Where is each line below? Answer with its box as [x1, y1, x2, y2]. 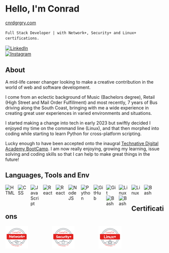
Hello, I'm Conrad [5, 3, 80, 15]
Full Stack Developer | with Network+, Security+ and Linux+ [5, 30, 137, 35]
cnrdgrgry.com [5, 20, 36, 26]
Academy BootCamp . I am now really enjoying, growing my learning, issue [5, 146, 160, 152]
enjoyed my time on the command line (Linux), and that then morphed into [5, 125, 159, 132]
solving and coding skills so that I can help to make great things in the [5, 151, 150, 157]
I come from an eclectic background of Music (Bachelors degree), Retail [5, 94, 155, 100]
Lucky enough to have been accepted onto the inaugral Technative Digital [5, 141, 159, 147]
